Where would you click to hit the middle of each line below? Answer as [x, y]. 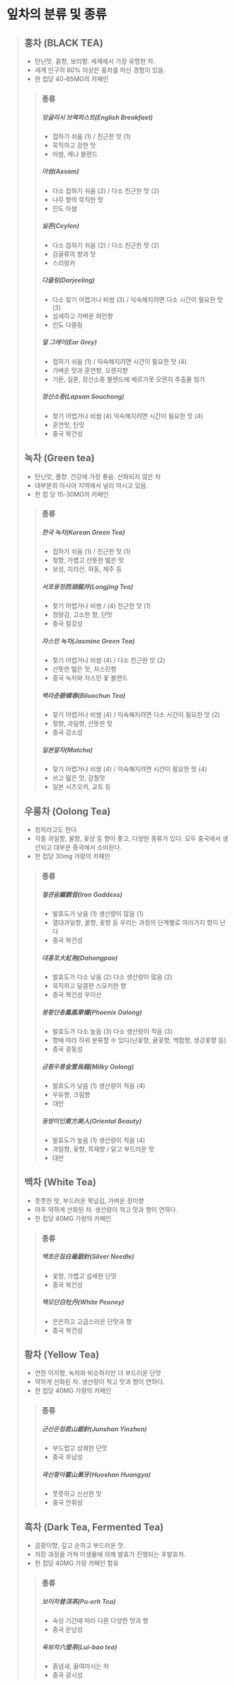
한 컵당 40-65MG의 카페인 [71, 79]
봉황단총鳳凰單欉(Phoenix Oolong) [92, 1012]
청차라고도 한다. [56, 830]
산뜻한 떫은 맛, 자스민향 [85, 669]
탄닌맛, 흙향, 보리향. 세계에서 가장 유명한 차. [95, 61]
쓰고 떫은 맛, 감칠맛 [79, 778]
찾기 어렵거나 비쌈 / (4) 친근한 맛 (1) [102, 606]
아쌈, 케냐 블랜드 [75, 154]
